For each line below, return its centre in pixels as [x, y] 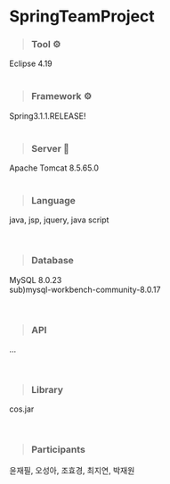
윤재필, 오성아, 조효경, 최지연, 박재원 [72, 470]
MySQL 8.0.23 [36, 280]
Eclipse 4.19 [31, 63]
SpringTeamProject [82, 17]
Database [52, 261]
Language [53, 200]
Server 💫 [50, 148]
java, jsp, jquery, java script [59, 220]
